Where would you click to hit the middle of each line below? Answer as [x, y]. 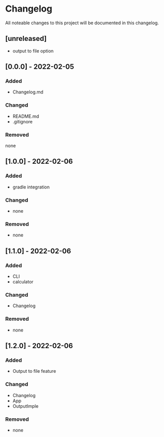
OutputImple [25, 406]
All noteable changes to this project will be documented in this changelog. [82, 23]
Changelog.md [28, 92]
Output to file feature [34, 371]
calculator [23, 282]
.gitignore [22, 121]
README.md [26, 116]
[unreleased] [26, 39]
